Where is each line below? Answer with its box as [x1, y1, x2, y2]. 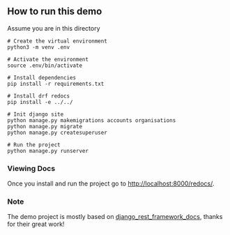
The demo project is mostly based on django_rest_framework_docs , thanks [7, 213, 223, 221]
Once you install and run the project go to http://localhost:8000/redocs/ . [7, 179, 215, 188]
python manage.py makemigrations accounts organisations [7, 116, 176, 124]
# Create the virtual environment [7, 38, 108, 45]
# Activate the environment [7, 56, 89, 63]
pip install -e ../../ [7, 98, 73, 105]
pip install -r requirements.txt [7, 80, 105, 87]
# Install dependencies [7, 74, 77, 81]
